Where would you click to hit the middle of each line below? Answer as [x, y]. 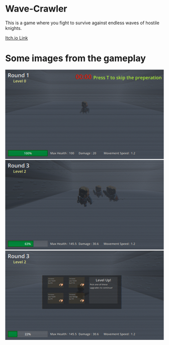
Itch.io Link [17, 38]
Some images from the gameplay [75, 58]
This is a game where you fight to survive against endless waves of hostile [82, 23]
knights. [14, 28]
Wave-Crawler [36, 9]
